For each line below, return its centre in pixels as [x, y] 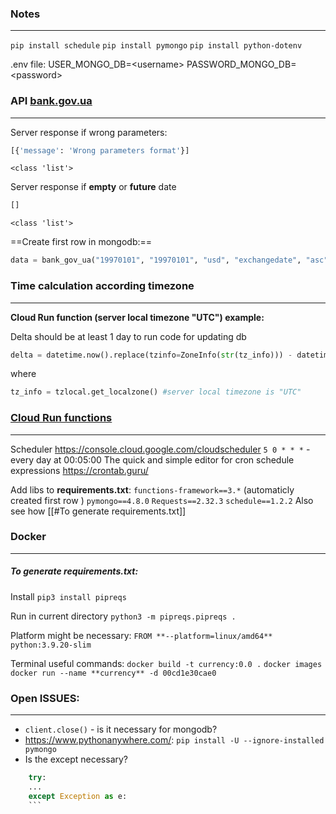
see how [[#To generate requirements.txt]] [98, 511]
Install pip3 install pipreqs [68, 596]
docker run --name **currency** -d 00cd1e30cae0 [113, 673]
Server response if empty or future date [93, 187]
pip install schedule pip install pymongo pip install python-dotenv [156, 46]
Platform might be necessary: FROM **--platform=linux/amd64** [141, 635]
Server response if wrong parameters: [89, 132]
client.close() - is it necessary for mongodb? [121, 729]
